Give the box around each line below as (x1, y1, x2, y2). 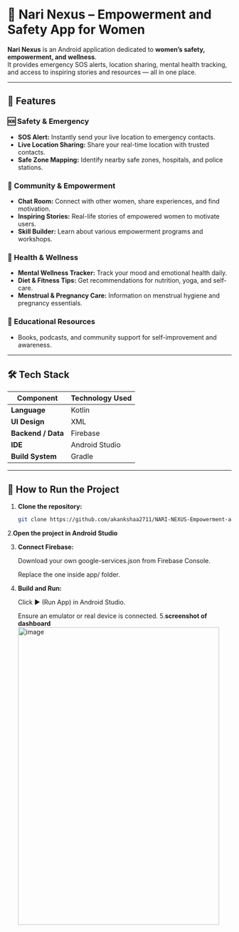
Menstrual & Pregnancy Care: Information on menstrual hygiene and (17, 291, 221, 300)
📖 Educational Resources (7, 317, 96, 327)
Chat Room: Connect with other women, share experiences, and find (17, 197, 221, 205)
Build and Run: (17, 584, 62, 593)
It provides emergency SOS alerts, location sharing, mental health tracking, (7, 60, 228, 68)
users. (17, 219, 37, 228)
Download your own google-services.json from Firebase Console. (17, 557, 211, 565)
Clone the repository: (17, 502, 83, 511)
